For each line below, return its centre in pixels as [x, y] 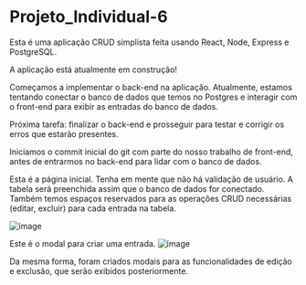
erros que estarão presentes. [64, 133]
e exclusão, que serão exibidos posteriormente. [99, 270]
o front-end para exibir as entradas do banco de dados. [114, 106]
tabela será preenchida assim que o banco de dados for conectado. [137, 188]
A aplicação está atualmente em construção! [94, 69]
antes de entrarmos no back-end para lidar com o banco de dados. [136, 161]
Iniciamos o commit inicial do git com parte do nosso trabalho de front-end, [152, 152]
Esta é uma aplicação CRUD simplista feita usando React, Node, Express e [149, 42]
